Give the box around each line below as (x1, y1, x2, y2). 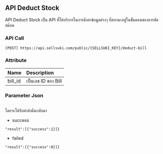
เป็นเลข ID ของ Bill (26, 78, 62, 85)
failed (12, 135, 24, 141)
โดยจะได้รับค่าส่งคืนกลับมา (5, 107, 47, 113)
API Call (5, 34, 24, 41)
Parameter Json (5, 92, 44, 99)
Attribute (5, 57, 27, 64)
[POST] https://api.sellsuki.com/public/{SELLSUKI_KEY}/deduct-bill (5, 46, 147, 51)
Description (26, 69, 54, 76)
